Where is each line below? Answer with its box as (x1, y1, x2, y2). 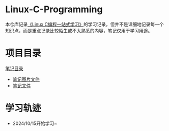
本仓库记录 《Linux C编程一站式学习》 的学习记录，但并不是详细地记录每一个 (5, 21, 164, 27)
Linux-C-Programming (5, 4, 103, 15)
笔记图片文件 (12, 76, 40, 82)
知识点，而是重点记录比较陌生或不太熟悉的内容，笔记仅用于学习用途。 (5, 27, 153, 34)
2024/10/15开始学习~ (12, 120, 58, 126)
